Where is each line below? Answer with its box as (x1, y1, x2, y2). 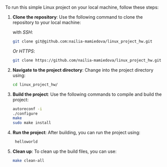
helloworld (15, 139, 38, 144)
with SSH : (12, 29, 33, 35)
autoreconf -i (12, 106, 42, 112)
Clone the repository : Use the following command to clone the (12, 14, 143, 20)
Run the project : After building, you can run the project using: (12, 130, 141, 136)
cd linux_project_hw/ (12, 82, 58, 87)
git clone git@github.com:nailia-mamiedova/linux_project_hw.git (12, 39, 152, 44)
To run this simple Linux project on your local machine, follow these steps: (5, 5, 159, 10)
